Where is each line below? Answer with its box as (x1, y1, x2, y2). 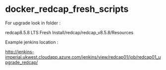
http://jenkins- (5, 49, 35, 55)
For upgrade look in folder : (5, 20, 61, 26)
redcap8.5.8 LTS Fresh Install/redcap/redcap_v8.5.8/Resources (5, 29, 134, 35)
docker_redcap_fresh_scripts (5, 3, 129, 15)
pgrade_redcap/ (5, 59, 38, 65)
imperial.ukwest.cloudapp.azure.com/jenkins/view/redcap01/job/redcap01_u (5, 54, 161, 60)
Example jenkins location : (5, 39, 58, 45)
